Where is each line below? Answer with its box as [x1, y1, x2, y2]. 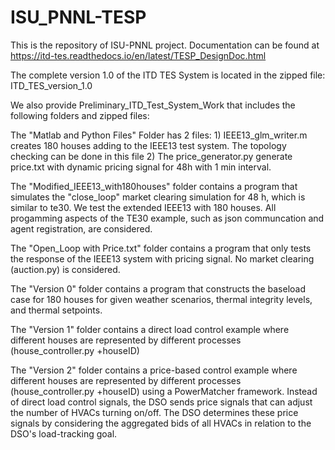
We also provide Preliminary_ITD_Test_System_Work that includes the [10, 99, 296, 111]
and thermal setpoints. [10, 304, 103, 316]
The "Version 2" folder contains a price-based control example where [10, 364, 298, 376]
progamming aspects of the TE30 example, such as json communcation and [10, 212, 325, 224]
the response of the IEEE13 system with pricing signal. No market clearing [10, 252, 315, 265]
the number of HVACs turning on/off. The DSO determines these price [10, 406, 299, 418]
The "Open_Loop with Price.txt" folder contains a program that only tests [10, 242, 312, 254]
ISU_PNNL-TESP [10, 6, 147, 29]
